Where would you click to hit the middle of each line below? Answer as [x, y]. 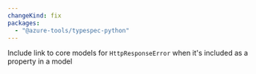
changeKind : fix [34, 16]
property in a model [40, 61]
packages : [24, 23]
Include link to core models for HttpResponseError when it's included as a [128, 53]
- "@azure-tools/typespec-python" [72, 30]
